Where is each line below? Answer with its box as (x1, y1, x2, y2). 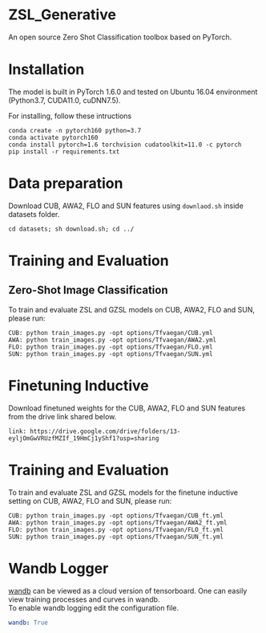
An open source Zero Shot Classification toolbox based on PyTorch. (8, 32, 232, 42)
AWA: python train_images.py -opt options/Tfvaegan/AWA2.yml (8, 336, 217, 344)
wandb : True (8, 619, 48, 627)
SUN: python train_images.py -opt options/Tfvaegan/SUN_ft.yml (8, 533, 224, 541)
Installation (8, 60, 85, 79)
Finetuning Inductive (8, 377, 150, 394)
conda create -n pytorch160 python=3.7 (8, 126, 142, 134)
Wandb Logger (8, 559, 109, 578)
